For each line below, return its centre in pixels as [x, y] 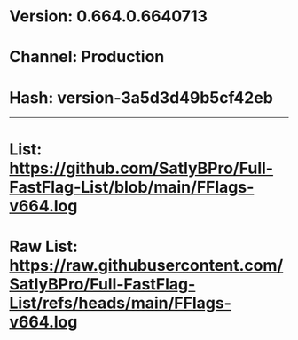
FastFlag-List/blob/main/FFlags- [132, 187]
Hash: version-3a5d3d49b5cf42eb [141, 97]
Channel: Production [87, 57]
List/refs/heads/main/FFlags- [121, 303]
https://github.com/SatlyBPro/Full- [141, 168]
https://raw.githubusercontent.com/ [146, 265]
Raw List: [43, 246]
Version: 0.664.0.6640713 [109, 16]
